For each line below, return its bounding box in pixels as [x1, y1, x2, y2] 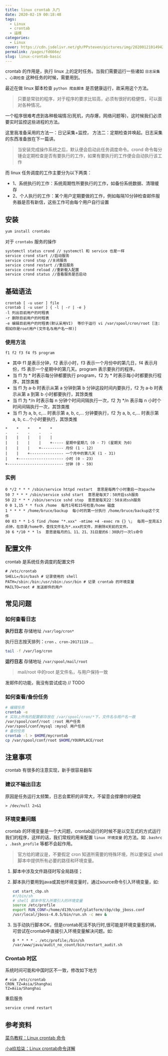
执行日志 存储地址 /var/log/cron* [5, 628, 74, 634]
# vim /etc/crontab [5, 977, 46, 982]
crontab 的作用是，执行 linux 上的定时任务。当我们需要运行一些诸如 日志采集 [5, 68, 160, 74]
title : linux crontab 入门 [5, 7, 60, 13]
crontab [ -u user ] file [5, 301, 59, 306]
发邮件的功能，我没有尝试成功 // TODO [5, 680, 85, 686]
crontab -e [5, 710, 28, 715]
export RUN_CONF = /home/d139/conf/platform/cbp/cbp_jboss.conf [12, 908, 145, 913]
